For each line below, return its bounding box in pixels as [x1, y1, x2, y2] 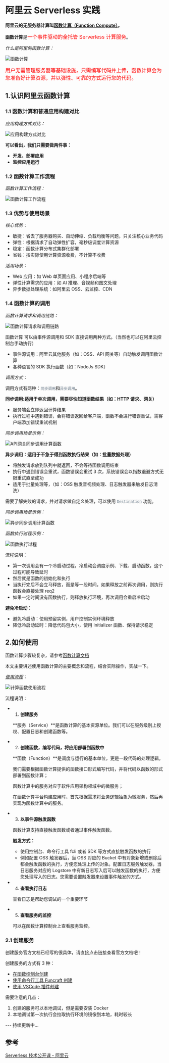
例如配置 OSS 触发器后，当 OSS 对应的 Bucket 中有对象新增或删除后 [20, 855, 162, 861]
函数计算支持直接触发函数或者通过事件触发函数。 [12, 827, 115, 833]
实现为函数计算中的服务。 [12, 800, 66, 806]
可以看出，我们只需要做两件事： [5, 142, 72, 148]
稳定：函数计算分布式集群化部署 [12, 246, 79, 252]
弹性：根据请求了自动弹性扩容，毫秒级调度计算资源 [12, 239, 119, 246]
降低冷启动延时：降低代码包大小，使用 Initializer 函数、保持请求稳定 [12, 622, 153, 628]
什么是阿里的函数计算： [5, 45, 54, 51]
